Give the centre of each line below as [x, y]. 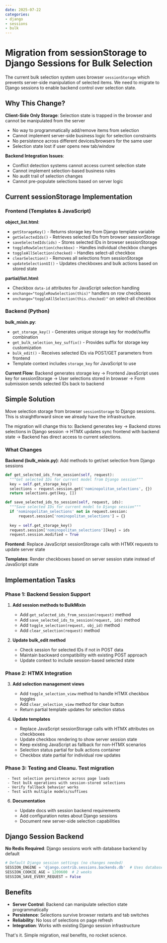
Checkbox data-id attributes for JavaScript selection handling [76, 288]
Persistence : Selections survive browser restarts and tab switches [81, 915]
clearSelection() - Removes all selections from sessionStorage [78, 258]
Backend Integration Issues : [35, 156]
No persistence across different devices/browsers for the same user [82, 141]
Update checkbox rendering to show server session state [79, 740]
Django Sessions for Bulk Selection [79, 63]
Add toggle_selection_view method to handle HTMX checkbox [84, 694]
